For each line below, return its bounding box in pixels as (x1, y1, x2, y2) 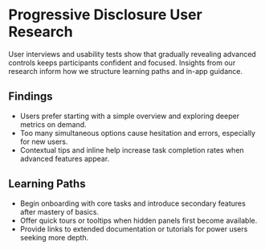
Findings (8, 90, 54, 104)
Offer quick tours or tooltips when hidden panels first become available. (19, 215, 258, 225)
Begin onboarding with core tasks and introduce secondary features (19, 199, 247, 208)
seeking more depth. (19, 232, 89, 242)
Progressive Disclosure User (8, 6, 202, 24)
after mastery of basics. (19, 207, 99, 216)
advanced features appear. (19, 154, 110, 163)
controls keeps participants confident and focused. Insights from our (8, 58, 236, 68)
